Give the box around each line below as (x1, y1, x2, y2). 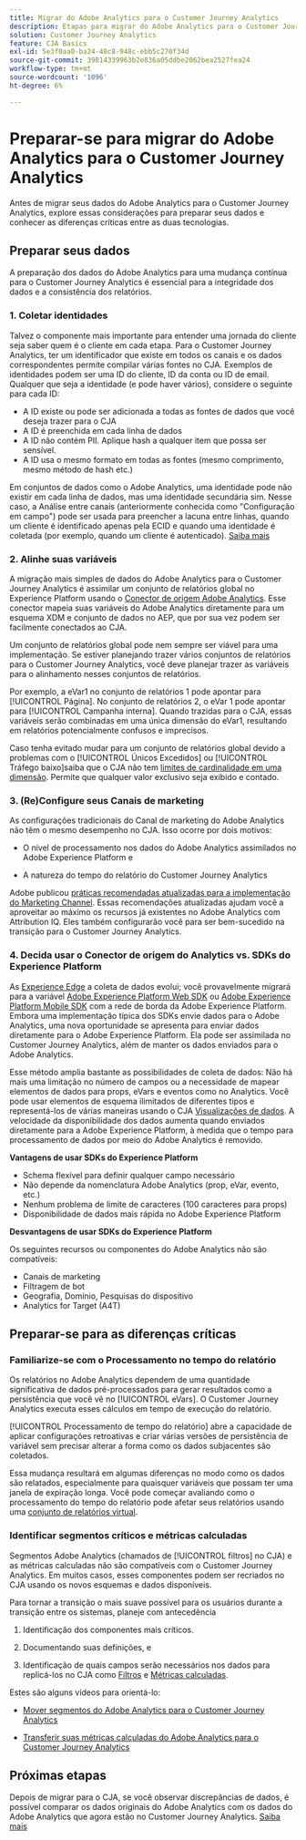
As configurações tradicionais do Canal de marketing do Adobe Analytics (9, 815, 285, 826)
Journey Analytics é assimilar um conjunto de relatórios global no (9, 582, 255, 593)
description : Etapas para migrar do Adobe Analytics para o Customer (9, 22, 280, 31)
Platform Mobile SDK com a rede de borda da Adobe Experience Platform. (9, 1000, 287, 1012)
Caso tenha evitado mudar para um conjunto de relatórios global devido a (9, 742, 286, 753)
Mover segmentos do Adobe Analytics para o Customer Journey (22, 1704, 265, 1715)
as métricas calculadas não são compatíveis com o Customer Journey (9, 1559, 273, 1570)
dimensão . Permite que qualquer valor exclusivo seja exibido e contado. (9, 771, 280, 782)
